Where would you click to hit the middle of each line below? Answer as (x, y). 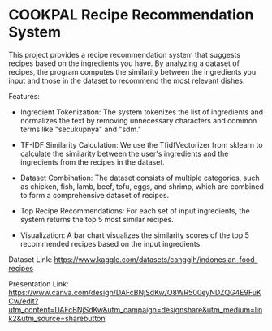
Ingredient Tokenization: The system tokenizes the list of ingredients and (142, 112)
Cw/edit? (24, 301)
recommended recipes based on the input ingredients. (111, 243)
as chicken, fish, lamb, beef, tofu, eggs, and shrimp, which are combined (142, 186)
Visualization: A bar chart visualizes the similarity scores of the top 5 (134, 235)
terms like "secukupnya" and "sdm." (81, 129)
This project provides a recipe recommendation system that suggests (125, 54)
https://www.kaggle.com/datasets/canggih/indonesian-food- (156, 259)
